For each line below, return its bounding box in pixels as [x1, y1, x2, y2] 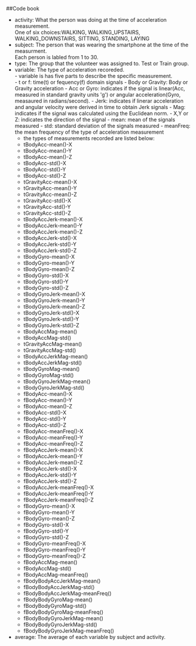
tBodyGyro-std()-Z [23, 285, 69, 291]
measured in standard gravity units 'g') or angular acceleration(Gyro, [14, 91, 181, 98]
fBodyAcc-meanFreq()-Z [23, 440, 83, 447]
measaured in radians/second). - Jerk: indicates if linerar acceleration [14, 97, 184, 104]
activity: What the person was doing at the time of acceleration [14, 16, 167, 23]
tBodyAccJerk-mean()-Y [23, 222, 83, 229]
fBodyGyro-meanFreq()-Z [23, 553, 86, 559]
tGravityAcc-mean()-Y [23, 185, 77, 191]
